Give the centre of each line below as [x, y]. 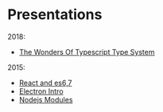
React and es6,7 [45, 83]
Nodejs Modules [46, 99]
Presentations [55, 15]
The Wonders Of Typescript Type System [87, 52]
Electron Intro [41, 91]
